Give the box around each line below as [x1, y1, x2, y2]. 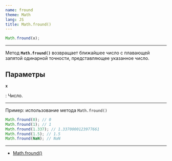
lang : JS [5, 17, 24, 22]
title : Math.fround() [5, 21, 52, 27]
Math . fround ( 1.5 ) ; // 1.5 [5, 131, 60, 136]
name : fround [5, 7, 33, 13]
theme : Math [5, 12, 31, 17]
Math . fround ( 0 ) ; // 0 [5, 117, 52, 122]
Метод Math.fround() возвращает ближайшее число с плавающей [5, 50, 150, 56]
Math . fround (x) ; [5, 36, 40, 41]
